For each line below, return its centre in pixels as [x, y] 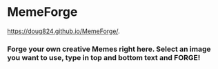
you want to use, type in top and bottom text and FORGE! [104, 57]
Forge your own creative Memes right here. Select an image [109, 49]
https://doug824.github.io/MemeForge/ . [64, 31]
